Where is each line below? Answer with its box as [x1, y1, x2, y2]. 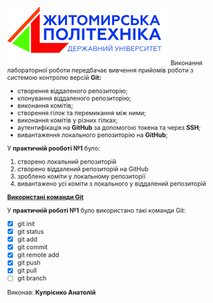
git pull [17, 266, 37, 275]
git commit [17, 243, 48, 251]
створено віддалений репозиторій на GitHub [17, 165, 149, 173]
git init [17, 219, 35, 228]
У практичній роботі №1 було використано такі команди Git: [7, 206, 186, 214]
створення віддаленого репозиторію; [17, 87, 128, 95]
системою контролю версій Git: [7, 73, 102, 81]
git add [17, 235, 38, 244]
